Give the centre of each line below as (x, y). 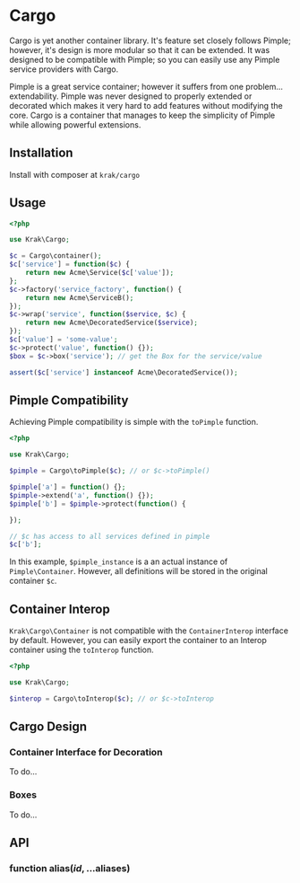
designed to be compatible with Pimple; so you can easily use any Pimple (145, 59)
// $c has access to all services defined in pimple (110, 536)
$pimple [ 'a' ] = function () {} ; (68, 487)
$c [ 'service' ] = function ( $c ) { (69, 265)
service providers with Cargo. (64, 69)
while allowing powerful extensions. (75, 124)
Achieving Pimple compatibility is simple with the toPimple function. (134, 422)
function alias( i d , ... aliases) (70, 868)
